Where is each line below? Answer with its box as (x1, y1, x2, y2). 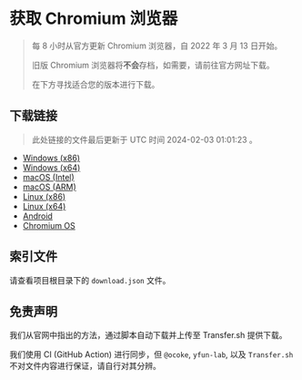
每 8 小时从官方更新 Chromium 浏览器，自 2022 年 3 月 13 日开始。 (31, 40, 283, 51)
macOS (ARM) (22, 181, 77, 192)
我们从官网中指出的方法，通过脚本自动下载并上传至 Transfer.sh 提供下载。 (9, 330, 287, 341)
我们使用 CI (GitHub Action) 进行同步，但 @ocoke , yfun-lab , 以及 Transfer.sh (9, 349, 294, 360)
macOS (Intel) (22, 171, 75, 182)
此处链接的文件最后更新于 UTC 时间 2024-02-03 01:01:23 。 (31, 134, 257, 145)
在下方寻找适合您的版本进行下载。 (31, 78, 160, 89)
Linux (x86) (22, 190, 66, 201)
